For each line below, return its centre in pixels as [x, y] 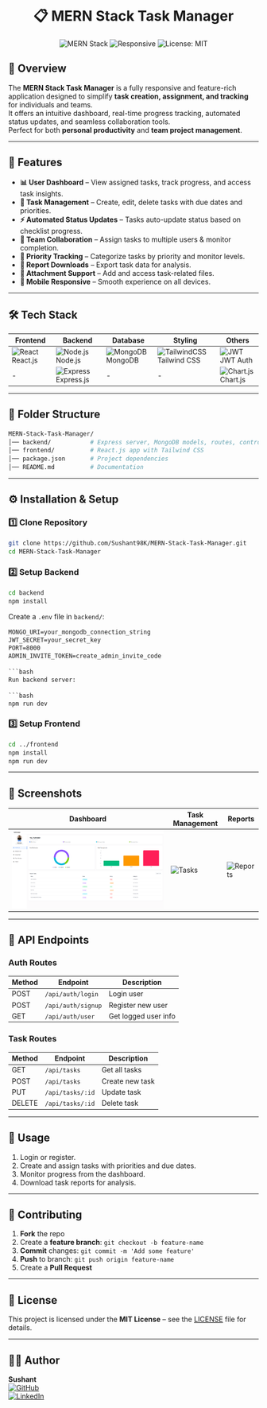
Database [129, 340]
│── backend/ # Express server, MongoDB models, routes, [122, 442]
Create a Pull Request [56, 1268]
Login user [126, 994]
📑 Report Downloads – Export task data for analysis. [106, 265]
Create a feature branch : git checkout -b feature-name [112, 1243]
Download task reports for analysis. [78, 1182]
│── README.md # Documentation [76, 467]
